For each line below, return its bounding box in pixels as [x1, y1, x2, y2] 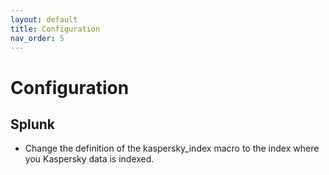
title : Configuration [10, 24, 101, 34]
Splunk [10, 116, 56, 133]
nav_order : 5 [10, 33, 65, 43]
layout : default [10, 14, 78, 25]
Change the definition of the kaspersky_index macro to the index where [24, 142, 320, 155]
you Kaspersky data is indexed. [24, 153, 155, 165]
